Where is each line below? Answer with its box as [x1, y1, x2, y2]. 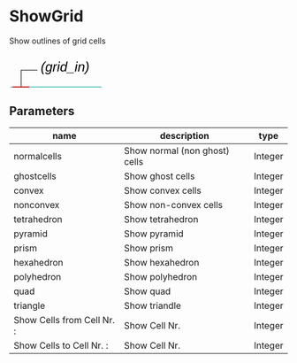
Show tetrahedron [123, 213, 199, 226]
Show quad [123, 285, 171, 297]
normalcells [13, 151, 62, 163]
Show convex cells [123, 184, 202, 197]
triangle [13, 299, 46, 312]
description [159, 130, 209, 143]
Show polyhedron [123, 271, 197, 283]
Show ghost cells [123, 170, 195, 182]
